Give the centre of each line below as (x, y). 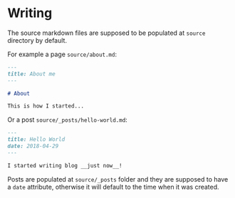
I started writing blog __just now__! (65, 165)
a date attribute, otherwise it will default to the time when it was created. (113, 187)
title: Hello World (36, 140)
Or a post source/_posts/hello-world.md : (68, 120)
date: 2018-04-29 (33, 146)
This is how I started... (46, 106)
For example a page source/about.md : (62, 54)
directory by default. (37, 40)
